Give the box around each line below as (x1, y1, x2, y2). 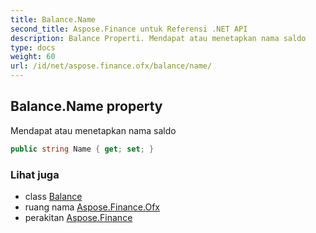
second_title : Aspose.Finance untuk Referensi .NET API (10, 24, 248, 34)
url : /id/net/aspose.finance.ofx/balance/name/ (10, 61, 213, 71)
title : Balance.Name (10, 14, 97, 25)
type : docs (10, 42, 56, 53)
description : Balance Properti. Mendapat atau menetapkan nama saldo (10, 33, 307, 43)
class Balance (24, 190, 83, 202)
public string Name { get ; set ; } (10, 144, 155, 154)
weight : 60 (10, 52, 56, 62)
